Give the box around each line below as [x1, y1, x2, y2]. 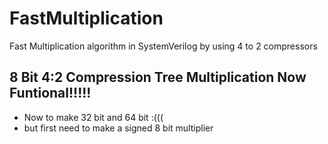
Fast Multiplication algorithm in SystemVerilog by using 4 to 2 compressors [9, 40, 318, 52]
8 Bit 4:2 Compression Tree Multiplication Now [9, 69, 307, 86]
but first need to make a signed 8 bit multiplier [23, 122, 214, 134]
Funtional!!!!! [9, 85, 92, 102]
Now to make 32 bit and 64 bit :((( [23, 111, 164, 123]
